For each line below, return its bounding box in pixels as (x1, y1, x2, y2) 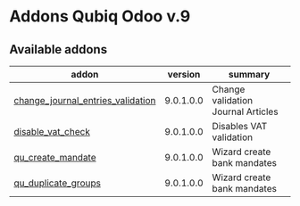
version (167, 69, 201, 80)
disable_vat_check (13, 126, 91, 137)
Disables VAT (212, 120, 268, 132)
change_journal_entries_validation (13, 95, 156, 106)
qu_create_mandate (13, 152, 96, 163)
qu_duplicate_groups (13, 177, 101, 189)
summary (228, 69, 271, 80)
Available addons (9, 42, 108, 57)
